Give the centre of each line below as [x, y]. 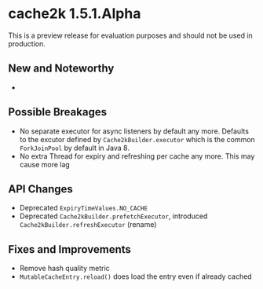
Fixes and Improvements [70, 249]
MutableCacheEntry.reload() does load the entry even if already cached [136, 276]
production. [27, 43]
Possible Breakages [58, 112]
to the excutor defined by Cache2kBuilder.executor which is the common [137, 139]
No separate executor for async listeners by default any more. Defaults [134, 131]
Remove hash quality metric [64, 269]
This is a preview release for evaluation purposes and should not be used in [130, 35]
